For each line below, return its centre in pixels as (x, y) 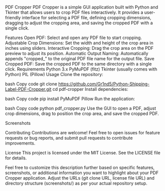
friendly (13, 18)
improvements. (20, 143)
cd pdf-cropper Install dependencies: (90, 89)
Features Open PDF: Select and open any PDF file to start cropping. (73, 38)
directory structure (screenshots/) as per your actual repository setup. (76, 183)
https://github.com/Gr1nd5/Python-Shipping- (104, 84)
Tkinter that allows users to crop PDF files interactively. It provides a (74, 12)
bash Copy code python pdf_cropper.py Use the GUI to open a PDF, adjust (81, 108)
